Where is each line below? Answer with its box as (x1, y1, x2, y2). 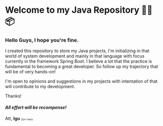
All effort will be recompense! (5, 104, 67, 110)
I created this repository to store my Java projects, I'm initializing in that (5, 48, 150, 54)
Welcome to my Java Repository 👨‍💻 (5, 4, 153, 16)
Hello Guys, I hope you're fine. (5, 37, 79, 44)
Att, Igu (5, 115, 21, 121)
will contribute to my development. (5, 84, 75, 90)
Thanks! (5, 93, 22, 99)
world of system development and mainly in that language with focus (5, 53, 145, 59)
